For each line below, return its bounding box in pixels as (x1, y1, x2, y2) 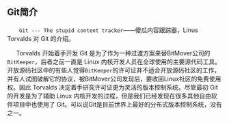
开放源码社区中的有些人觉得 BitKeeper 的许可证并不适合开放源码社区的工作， (7, 66, 221, 74)
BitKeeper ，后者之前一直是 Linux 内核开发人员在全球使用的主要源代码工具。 (7, 57, 221, 66)
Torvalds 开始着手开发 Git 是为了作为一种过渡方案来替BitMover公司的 (16, 49, 211, 57)
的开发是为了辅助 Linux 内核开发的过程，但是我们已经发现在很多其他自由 (7, 92, 212, 100)
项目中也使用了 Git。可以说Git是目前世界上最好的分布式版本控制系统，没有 (12, 100, 222, 108)
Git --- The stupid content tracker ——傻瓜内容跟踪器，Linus (19, 26, 198, 34)
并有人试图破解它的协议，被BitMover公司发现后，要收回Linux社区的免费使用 (7, 74, 221, 83)
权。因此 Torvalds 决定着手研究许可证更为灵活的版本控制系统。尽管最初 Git (7, 83, 219, 91)
